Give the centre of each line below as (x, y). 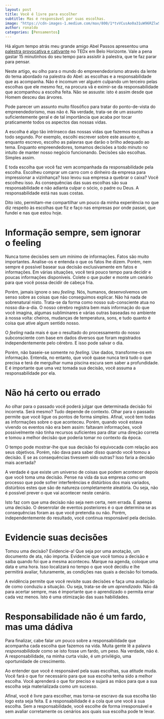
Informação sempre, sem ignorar (73, 233)
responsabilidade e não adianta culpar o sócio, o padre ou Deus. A (72, 188)
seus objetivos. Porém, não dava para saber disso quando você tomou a (78, 452)
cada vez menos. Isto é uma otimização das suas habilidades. (67, 597)
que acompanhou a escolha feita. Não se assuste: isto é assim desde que (79, 92)
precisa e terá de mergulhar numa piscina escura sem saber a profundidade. (82, 362)
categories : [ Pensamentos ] (32, 32)
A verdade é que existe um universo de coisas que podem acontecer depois (82, 472)
